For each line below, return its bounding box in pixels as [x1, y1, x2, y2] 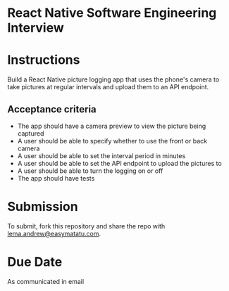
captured [17, 129, 44, 138]
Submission [7, 199, 79, 215]
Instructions [7, 52, 80, 68]
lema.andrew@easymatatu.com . [7, 229, 101, 238]
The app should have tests [17, 174, 95, 182]
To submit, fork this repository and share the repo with [7, 221, 166, 230]
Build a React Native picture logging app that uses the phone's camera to [7, 75, 220, 84]
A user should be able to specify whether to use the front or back [17, 136, 208, 145]
